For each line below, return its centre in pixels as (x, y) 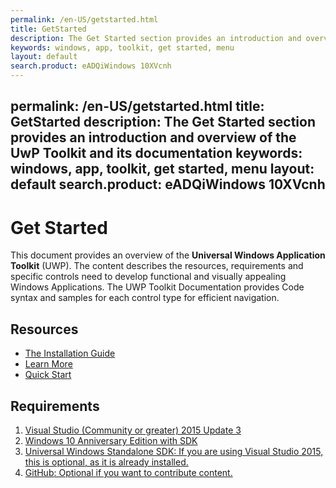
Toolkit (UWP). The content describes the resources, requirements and (157, 266)
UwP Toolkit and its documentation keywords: (156, 153)
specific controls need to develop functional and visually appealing (148, 277)
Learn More (48, 364)
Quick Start (48, 375)
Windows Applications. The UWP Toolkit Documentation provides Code (157, 287)
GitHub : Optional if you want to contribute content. (128, 472)
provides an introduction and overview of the (153, 137)
